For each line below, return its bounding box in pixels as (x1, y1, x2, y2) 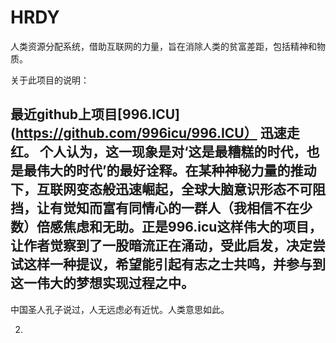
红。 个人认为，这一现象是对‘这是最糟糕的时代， (10, 144, 307, 161)
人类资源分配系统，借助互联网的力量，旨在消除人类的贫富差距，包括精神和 (10, 40, 317, 52)
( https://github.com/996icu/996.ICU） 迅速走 (10, 125, 300, 142)
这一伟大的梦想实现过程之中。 (10, 275, 195, 292)
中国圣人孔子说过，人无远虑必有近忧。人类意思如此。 (10, 303, 230, 315)
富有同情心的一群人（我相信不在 (101, 200, 300, 217)
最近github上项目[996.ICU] (10, 106, 181, 123)
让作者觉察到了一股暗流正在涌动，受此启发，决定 (10, 237, 313, 255)
